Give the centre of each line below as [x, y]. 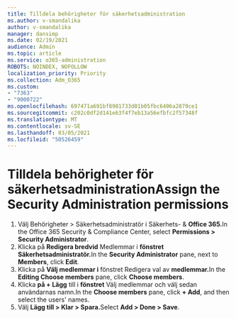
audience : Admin [31, 47]
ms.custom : [23, 87]
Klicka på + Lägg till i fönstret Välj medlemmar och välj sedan [107, 285]
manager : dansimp [33, 34]
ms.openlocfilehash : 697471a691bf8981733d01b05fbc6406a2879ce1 [103, 106]
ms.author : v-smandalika [44, 21]
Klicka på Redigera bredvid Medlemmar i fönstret [91, 247]
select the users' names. [54, 300]
